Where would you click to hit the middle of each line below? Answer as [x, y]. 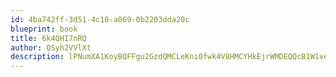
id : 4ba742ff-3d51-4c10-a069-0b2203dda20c [100, 19]
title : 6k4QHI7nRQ [48, 38]
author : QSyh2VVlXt [51, 47]
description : [37, 57]
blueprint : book [44, 29]
